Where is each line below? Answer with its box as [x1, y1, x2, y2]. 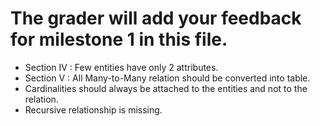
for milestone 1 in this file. [10, 28, 228, 51]
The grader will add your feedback [10, 7, 302, 30]
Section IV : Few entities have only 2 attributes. [24, 61, 219, 73]
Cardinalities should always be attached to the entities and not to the [24, 82, 308, 94]
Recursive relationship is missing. [24, 103, 163, 116]
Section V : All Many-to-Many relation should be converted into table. [24, 72, 311, 84]
